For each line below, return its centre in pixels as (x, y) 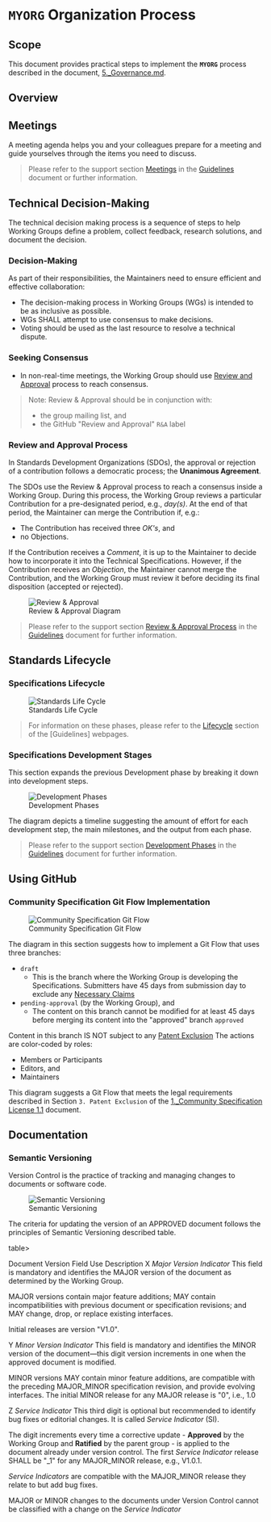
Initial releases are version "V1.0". (64, 1330)
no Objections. (44, 536)
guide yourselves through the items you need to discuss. (103, 153)
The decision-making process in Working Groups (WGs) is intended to (137, 303)
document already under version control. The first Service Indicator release (134, 1453)
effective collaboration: (47, 287)
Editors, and (40, 1068)
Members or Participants (61, 1059)
